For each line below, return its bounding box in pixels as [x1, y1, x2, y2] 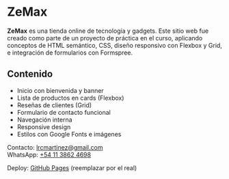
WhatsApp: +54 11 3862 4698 [7, 150, 91, 159]
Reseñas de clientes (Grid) [16, 100, 92, 109]
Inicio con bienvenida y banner [16, 86, 104, 94]
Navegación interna [16, 115, 73, 124]
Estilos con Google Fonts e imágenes [16, 130, 122, 138]
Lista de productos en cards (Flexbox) [16, 94, 124, 102]
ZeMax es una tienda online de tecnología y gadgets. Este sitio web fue [7, 27, 209, 35]
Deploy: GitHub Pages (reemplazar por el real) [7, 163, 137, 171]
